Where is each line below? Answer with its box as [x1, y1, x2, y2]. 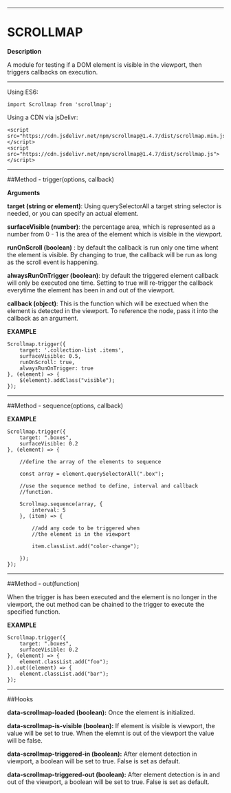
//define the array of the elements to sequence [19, 458, 162, 465]
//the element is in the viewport [32, 530, 131, 538]
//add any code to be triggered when [32, 525, 140, 532]
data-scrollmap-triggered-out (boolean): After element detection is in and [7, 770, 220, 779]
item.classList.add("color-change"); [32, 543, 140, 550]
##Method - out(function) [7, 579, 80, 588]
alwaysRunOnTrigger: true [19, 365, 94, 372]
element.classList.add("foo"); [19, 658, 109, 665]
